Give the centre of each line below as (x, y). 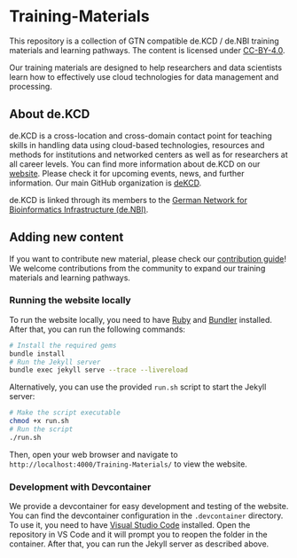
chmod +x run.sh (39, 421)
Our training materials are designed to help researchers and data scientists (145, 67)
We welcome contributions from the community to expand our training (137, 268)
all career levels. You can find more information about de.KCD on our (135, 164)
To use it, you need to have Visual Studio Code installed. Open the (130, 525)
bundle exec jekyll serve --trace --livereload (99, 370)
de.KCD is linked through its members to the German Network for (129, 200)
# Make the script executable (65, 413)
